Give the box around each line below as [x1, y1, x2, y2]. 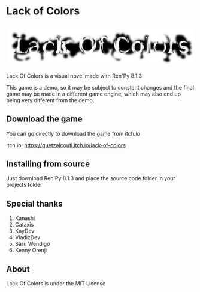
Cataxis [14, 221, 34, 228]
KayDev [14, 227, 35, 235]
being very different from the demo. [6, 96, 95, 103]
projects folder [6, 181, 43, 189]
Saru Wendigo [14, 240, 50, 248]
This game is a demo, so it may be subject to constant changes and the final [6, 84, 195, 91]
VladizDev [14, 234, 41, 241]
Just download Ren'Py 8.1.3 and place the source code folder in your [6, 175, 175, 182]
